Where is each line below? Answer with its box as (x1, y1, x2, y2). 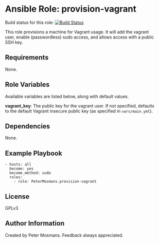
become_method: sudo (9, 170, 51, 176)
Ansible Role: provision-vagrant (5, 3, 137, 15)
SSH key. (5, 39, 23, 45)
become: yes (9, 167, 34, 171)
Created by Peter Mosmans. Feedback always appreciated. (5, 232, 124, 238)
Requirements (5, 54, 49, 62)
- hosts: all (5, 162, 32, 167)
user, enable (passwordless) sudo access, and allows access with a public (5, 34, 154, 40)
